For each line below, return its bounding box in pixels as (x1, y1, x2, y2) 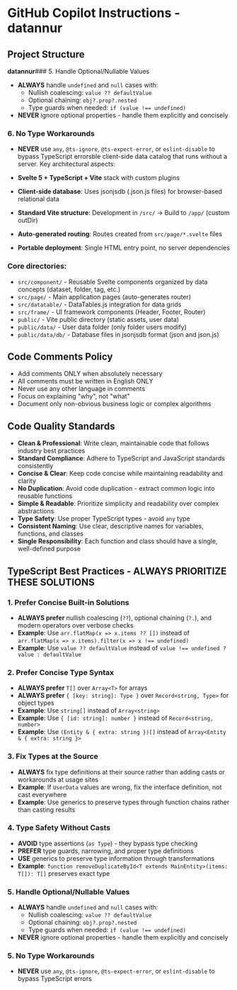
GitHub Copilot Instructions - (7, 5, 180, 21)
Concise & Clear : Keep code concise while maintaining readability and (17, 469, 223, 478)
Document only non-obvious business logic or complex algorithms (17, 399, 212, 408)
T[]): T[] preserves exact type (17, 869, 110, 877)
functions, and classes (17, 530, 83, 538)
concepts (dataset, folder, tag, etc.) (17, 285, 121, 294)
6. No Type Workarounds (7, 128, 96, 138)
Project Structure (7, 48, 85, 60)
